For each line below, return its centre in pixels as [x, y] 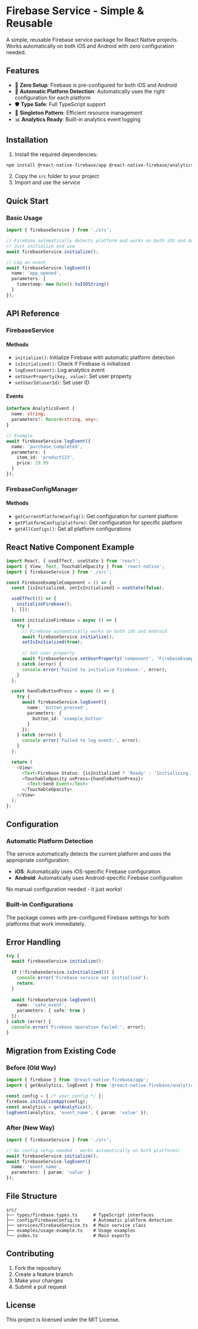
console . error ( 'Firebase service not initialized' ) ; [83, 978]
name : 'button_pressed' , [58, 708]
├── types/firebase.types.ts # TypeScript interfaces [80, 1215]
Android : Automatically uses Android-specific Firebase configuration [98, 878]
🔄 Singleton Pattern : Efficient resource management [78, 113]
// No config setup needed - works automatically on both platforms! [93, 1150]
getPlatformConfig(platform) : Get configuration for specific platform [98, 522]
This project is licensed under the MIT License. [63, 1320]
